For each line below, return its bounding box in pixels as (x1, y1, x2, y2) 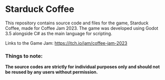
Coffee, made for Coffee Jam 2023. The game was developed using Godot (5, 25, 159, 31)
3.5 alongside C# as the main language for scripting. (5, 30, 113, 36)
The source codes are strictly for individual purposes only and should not (5, 64, 160, 70)
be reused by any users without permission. (5, 69, 98, 75)
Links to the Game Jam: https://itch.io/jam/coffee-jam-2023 (5, 40, 128, 46)
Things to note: (5, 52, 43, 59)
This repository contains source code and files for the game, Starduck (5, 20, 149, 26)
